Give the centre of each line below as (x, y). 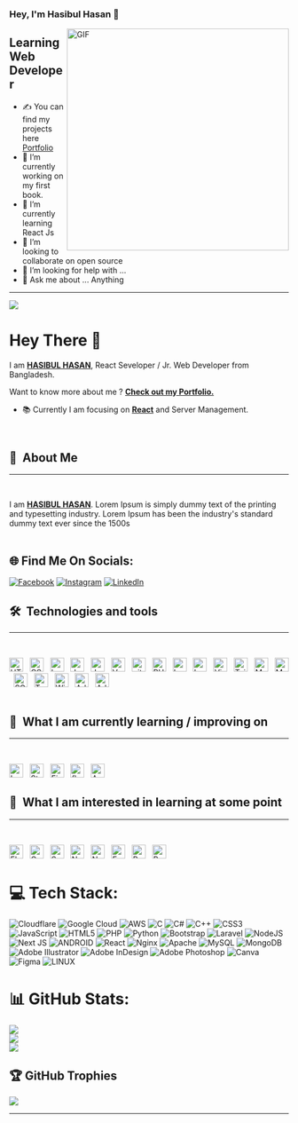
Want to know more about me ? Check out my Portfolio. (112, 391)
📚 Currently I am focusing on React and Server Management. (135, 409)
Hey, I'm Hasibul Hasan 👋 (64, 14)
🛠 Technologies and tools (83, 611)
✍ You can (43, 107)
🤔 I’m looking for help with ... (74, 270)
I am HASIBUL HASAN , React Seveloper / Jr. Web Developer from (129, 365)
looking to (40, 251)
